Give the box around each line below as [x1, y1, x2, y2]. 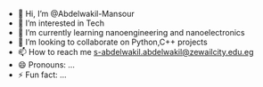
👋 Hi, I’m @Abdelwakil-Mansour [17, 9, 136, 19]
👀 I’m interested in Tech [17, 18, 105, 28]
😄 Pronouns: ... [17, 59, 76, 70]
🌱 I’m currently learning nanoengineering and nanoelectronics [17, 28, 245, 37]
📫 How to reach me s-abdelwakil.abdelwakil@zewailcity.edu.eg [17, 47, 254, 57]
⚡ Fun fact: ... [17, 69, 67, 80]
